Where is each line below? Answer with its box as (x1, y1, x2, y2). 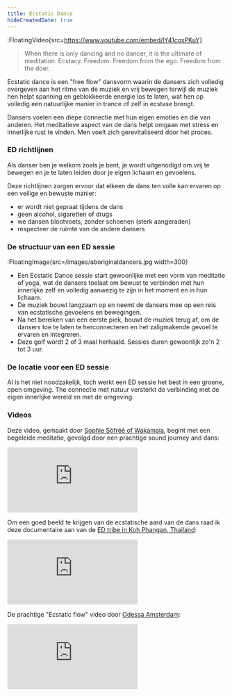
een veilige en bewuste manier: (7, 189, 97, 197)
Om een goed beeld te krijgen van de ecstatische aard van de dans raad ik (7, 518, 221, 527)
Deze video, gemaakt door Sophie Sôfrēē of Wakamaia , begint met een (7, 426, 210, 434)
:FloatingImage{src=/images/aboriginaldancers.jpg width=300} (7, 258, 189, 266)
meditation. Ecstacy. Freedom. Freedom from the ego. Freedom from (24, 56, 221, 65)
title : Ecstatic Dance (7, 10, 73, 17)
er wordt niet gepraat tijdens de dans (17, 202, 124, 210)
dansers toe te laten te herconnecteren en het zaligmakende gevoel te (17, 323, 218, 331)
